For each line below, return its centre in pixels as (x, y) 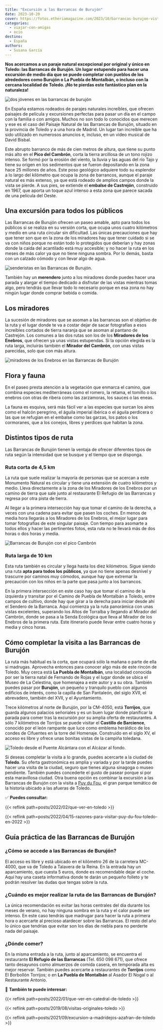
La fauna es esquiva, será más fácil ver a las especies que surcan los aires (80, 407)
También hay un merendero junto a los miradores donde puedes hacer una (80, 277)
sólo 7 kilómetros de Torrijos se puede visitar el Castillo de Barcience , (75, 723)
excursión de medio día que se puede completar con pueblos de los (74, 74)
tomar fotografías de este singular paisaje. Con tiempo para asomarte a (76, 523)
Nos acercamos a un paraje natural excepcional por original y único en (77, 64)
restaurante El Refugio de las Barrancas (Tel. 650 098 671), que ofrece (76, 960)
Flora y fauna (25, 375)
